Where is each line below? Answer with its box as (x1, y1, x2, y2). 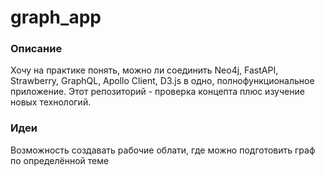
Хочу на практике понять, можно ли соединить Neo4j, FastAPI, (10, 64, 279, 76)
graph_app (10, 6, 102, 29)
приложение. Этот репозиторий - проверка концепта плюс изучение (10, 86, 305, 98)
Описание (10, 42, 63, 56)
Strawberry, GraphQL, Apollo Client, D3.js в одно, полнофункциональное (10, 75, 315, 87)
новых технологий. (10, 96, 92, 108)
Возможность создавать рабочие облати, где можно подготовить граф (10, 144, 316, 156)
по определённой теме (10, 154, 110, 166)
